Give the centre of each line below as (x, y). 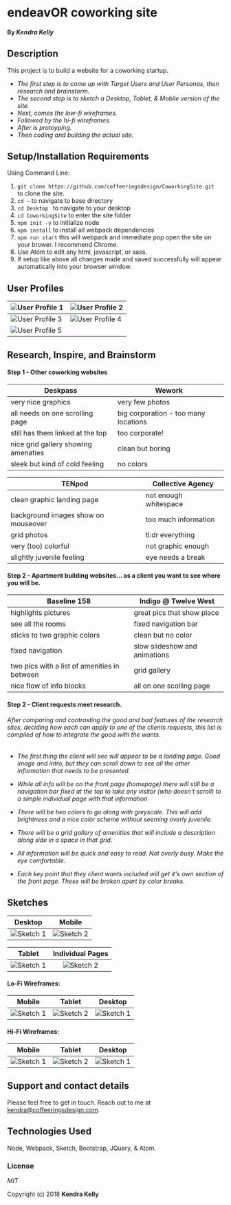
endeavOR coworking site (82, 13)
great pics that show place (176, 613)
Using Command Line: (38, 173)
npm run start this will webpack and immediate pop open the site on (114, 237)
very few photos (144, 402)
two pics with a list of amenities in (65, 666)
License (21, 1166)
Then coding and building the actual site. (75, 135)
